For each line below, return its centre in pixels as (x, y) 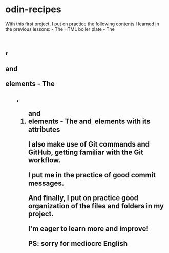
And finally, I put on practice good (83, 198)
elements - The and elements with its (89, 121)
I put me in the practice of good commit (92, 175)
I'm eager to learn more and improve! (88, 229)
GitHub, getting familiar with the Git (86, 152)
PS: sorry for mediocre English (78, 243)
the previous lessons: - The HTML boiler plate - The (60, 29)
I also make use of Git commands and (89, 144)
